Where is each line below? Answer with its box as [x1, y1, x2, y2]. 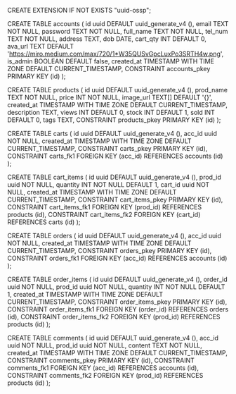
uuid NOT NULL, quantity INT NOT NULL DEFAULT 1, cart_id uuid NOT [7, 180, 210, 189]
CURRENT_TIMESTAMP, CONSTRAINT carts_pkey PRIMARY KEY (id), [7, 144, 208, 152]
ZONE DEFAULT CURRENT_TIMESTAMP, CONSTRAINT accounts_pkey [7, 65, 211, 73]
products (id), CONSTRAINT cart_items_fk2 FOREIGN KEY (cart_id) [7, 211, 201, 218]
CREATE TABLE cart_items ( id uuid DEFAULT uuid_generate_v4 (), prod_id [7, 173, 221, 181]
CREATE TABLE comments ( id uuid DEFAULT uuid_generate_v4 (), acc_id [7, 334, 219, 342]
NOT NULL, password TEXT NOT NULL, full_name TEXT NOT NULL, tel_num [7, 27, 228, 35]
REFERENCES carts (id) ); [7, 218, 81, 226]
